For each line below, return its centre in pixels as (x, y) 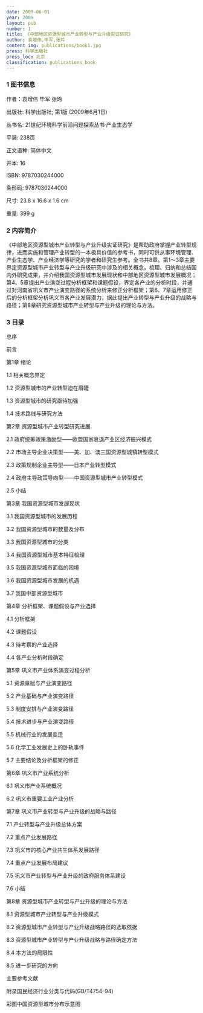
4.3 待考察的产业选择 (32, 645)
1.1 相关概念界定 (26, 375)
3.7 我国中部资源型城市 (35, 593)
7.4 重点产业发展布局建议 (37, 863)
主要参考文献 (22, 979)
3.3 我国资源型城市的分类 (37, 542)
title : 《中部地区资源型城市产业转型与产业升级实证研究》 (70, 34)
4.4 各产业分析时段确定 (35, 658)
